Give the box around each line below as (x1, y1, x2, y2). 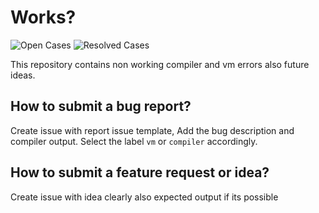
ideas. (10, 69, 36, 81)
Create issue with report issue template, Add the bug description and (10, 124, 295, 136)
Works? (10, 6, 77, 29)
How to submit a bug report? (10, 98, 192, 115)
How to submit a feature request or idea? (10, 164, 270, 181)
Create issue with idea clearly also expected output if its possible (10, 191, 279, 203)
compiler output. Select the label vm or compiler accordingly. (10, 135, 258, 147)
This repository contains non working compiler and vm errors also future (10, 58, 310, 70)
